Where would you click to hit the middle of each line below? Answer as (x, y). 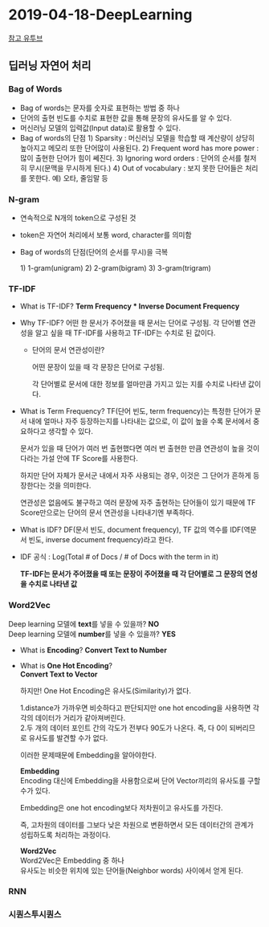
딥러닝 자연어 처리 (50, 66)
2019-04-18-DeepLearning (100, 15)
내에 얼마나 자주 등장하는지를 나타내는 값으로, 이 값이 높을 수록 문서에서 (140, 421)
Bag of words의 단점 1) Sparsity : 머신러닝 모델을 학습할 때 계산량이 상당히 (137, 137)
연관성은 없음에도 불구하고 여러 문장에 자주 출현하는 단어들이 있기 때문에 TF (138, 503)
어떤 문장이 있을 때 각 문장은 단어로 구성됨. (98, 367)
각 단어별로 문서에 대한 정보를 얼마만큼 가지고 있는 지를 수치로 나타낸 (139, 384)
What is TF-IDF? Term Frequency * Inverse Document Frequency (130, 306)
